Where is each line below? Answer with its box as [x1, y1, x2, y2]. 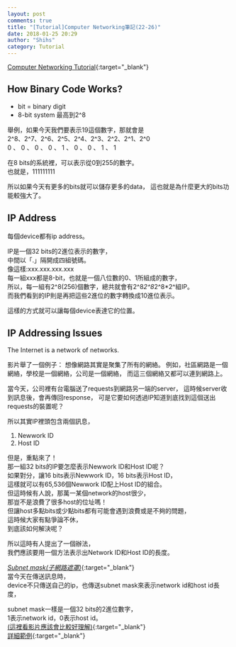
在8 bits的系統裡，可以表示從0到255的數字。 [7, 158, 138, 167]
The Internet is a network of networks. [7, 346, 119, 354]
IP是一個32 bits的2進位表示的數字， [7, 247, 112, 255]
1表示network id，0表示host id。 [7, 614, 102, 622]
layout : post [7, 10, 46, 18]
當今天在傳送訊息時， [7, 572, 69, 581]
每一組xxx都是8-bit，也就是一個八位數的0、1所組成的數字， [7, 274, 181, 282]
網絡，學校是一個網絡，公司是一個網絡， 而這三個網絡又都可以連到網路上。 [7, 369, 227, 378]
